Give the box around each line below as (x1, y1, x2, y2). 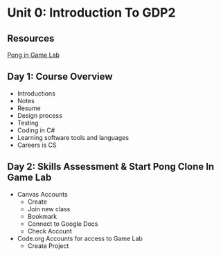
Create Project (27, 241, 69, 250)
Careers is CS (17, 141, 57, 149)
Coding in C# (17, 126, 55, 134)
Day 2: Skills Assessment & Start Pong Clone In (7, 161, 215, 172)
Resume (17, 104, 41, 112)
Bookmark (27, 212, 58, 220)
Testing (17, 118, 39, 127)
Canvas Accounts (17, 190, 68, 198)
